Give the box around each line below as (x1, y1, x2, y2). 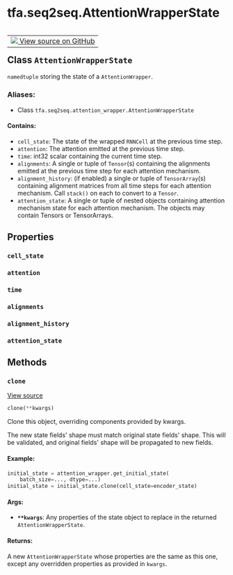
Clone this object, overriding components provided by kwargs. (7, 418, 186, 426)
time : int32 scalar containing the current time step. (17, 152, 163, 160)
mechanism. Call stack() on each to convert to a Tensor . (17, 189, 179, 197)
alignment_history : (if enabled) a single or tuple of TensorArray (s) (17, 174, 207, 182)
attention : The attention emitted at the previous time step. (17, 144, 186, 152)
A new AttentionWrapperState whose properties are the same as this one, (7, 552, 218, 560)
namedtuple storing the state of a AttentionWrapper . (7, 72, 153, 81)
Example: (7, 454, 35, 462)
